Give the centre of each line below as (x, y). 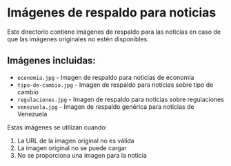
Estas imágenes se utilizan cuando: (57, 127)
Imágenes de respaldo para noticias (112, 13)
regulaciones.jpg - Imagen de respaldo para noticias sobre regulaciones (120, 99)
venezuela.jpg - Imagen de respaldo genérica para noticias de (106, 106)
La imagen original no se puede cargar (72, 148)
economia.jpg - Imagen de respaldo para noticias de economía (106, 77)
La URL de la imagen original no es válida (76, 141)
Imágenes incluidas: (52, 61)
